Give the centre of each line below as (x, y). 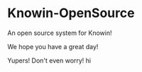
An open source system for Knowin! (60, 33)
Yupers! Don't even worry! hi (49, 60)
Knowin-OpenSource (71, 13)
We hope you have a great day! (53, 46)
